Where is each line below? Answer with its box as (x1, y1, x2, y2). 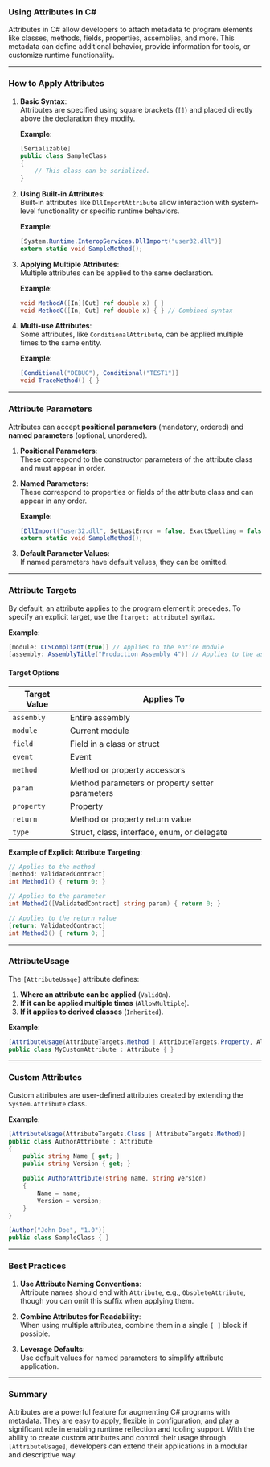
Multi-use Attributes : (19, 321, 92, 331)
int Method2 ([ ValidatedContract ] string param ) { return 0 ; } (8, 900, 221, 908)
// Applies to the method (8, 863, 95, 871)
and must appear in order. (19, 463, 106, 472)
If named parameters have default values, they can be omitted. (19, 558, 228, 567)
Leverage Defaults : (19, 1344, 85, 1354)
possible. (19, 1329, 51, 1338)
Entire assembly (69, 711, 131, 723)
